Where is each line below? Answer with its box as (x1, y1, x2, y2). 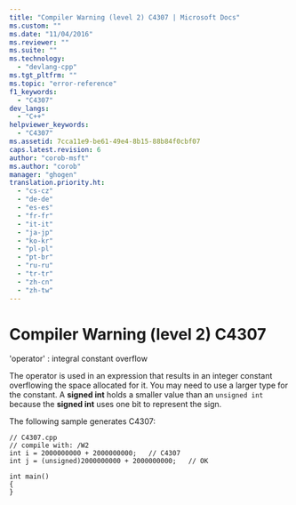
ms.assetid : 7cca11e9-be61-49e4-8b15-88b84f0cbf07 (9, 137, 201, 146)
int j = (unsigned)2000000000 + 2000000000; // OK (9, 457, 209, 466)
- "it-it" (17, 220, 53, 228)
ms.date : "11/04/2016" (9, 29, 93, 38)
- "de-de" (17, 195, 53, 204)
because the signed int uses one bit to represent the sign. (9, 399, 222, 410)
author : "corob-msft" (9, 153, 90, 163)
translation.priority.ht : (9, 179, 105, 188)
